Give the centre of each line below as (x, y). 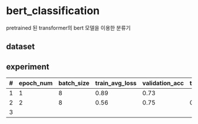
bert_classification (53, 11)
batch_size (74, 83)
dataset (21, 47)
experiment (28, 67)
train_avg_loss (116, 83)
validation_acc (163, 83)
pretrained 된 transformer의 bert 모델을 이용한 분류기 (68, 28)
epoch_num (36, 83)
